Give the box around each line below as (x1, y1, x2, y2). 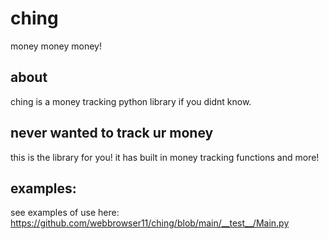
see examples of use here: (10, 207, 120, 219)
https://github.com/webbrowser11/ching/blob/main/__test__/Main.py (10, 217, 290, 229)
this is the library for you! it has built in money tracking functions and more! (10, 151, 320, 163)
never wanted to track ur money (10, 125, 214, 142)
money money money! (10, 40, 102, 52)
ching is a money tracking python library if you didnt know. (10, 95, 252, 107)
